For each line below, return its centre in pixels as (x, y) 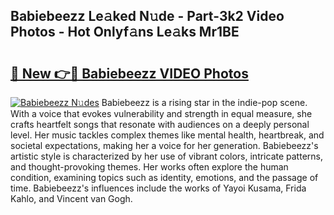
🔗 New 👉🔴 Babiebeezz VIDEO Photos (129, 73)
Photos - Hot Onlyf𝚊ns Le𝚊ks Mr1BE (125, 32)
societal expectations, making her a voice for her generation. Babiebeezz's (164, 145)
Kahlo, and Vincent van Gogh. (71, 198)
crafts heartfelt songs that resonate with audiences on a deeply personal (160, 124)
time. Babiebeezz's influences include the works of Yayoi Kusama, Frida (158, 188)
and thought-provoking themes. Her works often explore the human (149, 167)
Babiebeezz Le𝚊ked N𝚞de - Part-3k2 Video (147, 16)
